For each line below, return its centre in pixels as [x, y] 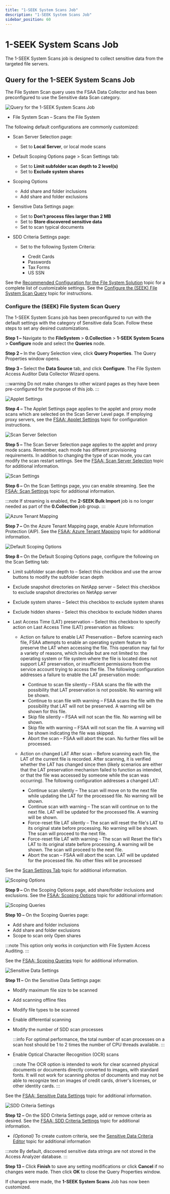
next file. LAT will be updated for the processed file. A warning [93, 812]
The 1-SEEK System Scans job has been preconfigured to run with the [78, 318]
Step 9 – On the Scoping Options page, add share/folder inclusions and [80, 890]
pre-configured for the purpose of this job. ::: [52, 389]
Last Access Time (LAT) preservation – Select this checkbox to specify [87, 622]
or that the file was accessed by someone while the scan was [84, 775]
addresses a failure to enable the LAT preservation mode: [80, 675]
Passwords [39, 262]
